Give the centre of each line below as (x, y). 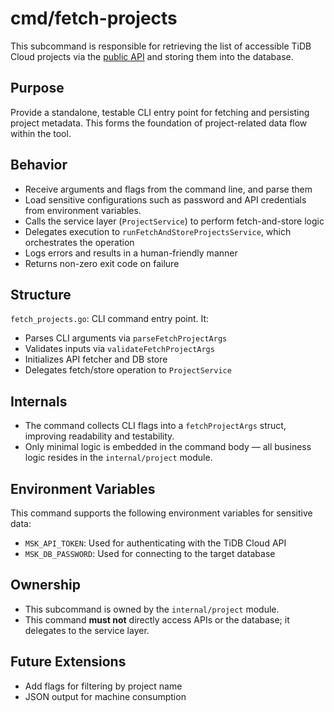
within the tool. (41, 133)
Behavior (39, 165)
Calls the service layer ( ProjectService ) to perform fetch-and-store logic (174, 221)
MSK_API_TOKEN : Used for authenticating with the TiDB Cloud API (155, 543)
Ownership (45, 585)
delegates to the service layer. (87, 630)
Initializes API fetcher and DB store (96, 359)
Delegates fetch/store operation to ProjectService (128, 370)
